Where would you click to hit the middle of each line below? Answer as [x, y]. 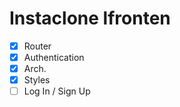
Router [37, 46]
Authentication [54, 57]
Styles [37, 80]
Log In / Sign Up [57, 91]
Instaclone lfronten [90, 18]
